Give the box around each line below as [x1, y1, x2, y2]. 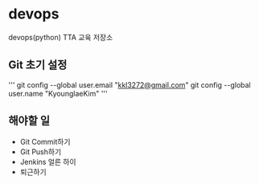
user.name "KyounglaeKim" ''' [8, 88, 108, 98]
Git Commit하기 [19, 137, 71, 146]
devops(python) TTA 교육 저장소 [8, 32, 113, 42]
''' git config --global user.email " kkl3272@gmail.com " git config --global [8, 80, 251, 89]
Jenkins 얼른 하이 [19, 157, 76, 166]
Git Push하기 [19, 146, 62, 157]
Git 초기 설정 [8, 58, 68, 72]
